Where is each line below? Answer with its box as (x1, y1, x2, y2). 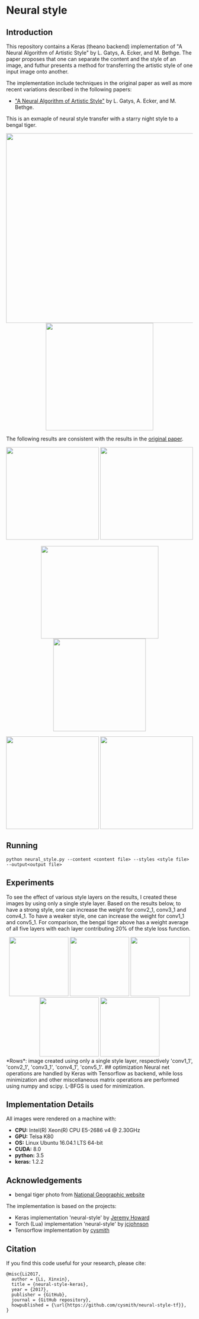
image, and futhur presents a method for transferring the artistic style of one (6, 62, 193, 69)
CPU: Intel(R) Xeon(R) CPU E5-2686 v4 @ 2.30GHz (14, 1127, 140, 1134)
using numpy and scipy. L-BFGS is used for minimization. (6, 1082, 145, 1090)
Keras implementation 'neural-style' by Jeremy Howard (14, 1214, 150, 1221)
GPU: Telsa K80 (14, 1133, 54, 1140)
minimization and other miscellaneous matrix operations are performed (6, 1076, 179, 1083)
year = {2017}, (11, 1287, 49, 1293)
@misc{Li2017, (6, 1271, 41, 1278)
